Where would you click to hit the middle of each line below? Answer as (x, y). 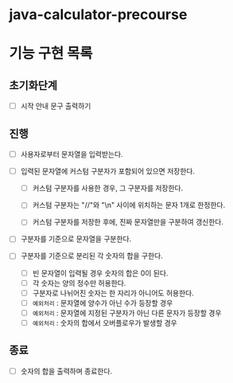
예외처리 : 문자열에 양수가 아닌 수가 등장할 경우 (103, 303)
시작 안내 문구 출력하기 (56, 106)
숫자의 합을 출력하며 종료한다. (66, 371)
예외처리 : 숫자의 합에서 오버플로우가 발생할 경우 (105, 322)
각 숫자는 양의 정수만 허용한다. (79, 283)
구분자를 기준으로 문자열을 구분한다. (76, 239)
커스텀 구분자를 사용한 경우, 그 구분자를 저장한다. (108, 188)
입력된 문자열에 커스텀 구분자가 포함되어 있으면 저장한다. (108, 171)
